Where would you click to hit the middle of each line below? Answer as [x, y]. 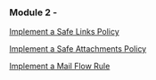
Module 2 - [33, 12]
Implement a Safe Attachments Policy [78, 49]
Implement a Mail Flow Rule [60, 66]
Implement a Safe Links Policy [65, 32]
